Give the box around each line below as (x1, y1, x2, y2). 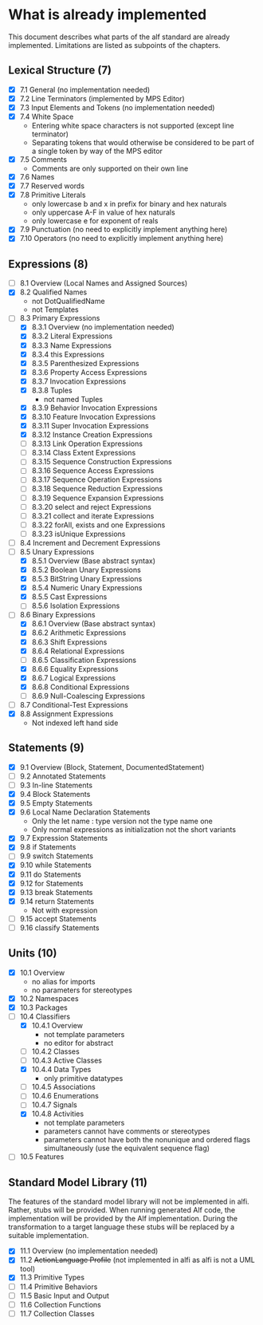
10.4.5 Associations (31, 1082, 96, 1092)
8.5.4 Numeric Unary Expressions (31, 583, 143, 593)
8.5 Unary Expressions (19, 546, 95, 556)
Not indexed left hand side (31, 718, 119, 728)
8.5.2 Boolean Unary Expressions (31, 565, 141, 574)
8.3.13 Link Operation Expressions (31, 439, 143, 448)
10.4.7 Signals (31, 1100, 77, 1110)
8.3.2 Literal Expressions (31, 331, 113, 341)
